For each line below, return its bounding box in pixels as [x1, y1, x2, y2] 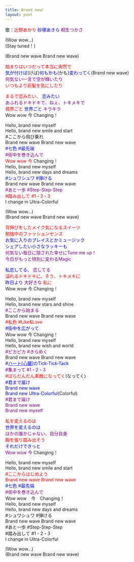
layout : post [5, 12, 33, 17]
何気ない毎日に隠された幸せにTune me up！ [5, 249, 97, 255]
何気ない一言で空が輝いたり [5, 76, 63, 82]
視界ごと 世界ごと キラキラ [5, 106, 61, 112]
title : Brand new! [5, 7, 44, 13]
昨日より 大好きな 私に [5, 279, 52, 285]
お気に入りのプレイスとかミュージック [5, 237, 85, 243]
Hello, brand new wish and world [5, 342, 74, 349]
